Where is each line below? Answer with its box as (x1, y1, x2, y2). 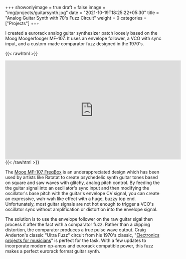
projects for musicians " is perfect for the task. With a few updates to (5, 237, 146, 243)
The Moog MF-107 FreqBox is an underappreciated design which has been (5, 169, 159, 175)
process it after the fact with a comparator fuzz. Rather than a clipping (5, 221, 150, 227)
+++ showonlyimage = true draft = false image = (5, 5, 106, 10)
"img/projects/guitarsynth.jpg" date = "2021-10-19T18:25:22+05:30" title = (5, 10, 159, 16)
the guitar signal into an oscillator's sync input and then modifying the (5, 185, 149, 191)
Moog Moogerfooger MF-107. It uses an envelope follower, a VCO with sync (5, 35, 161, 41)
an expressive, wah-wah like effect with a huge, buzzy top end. (5, 196, 136, 202)
